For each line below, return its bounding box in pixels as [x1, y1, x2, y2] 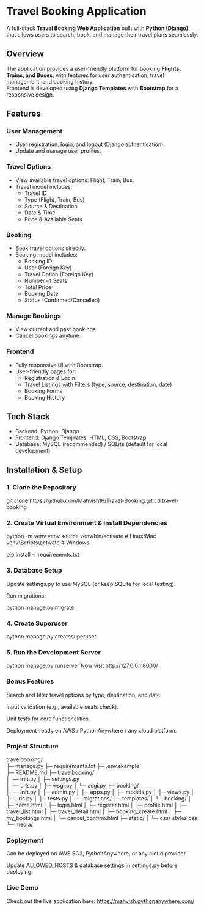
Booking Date [24, 290, 59, 298]
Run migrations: [6, 591, 46, 599]
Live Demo [6, 884, 38, 892]
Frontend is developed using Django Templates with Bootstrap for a [6, 84, 179, 92]
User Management [6, 127, 63, 136]
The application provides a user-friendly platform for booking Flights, [6, 65, 181, 72]
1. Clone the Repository [6, 483, 76, 491]
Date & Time [24, 209, 56, 216]
